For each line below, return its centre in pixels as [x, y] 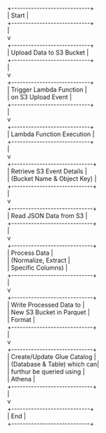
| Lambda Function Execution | [51, 134]
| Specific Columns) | [38, 267]
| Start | [18, 15]
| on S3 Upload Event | [39, 97]
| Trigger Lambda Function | [47, 89]
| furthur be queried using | [46, 372]
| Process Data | [30, 253]
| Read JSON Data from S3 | [47, 216]
